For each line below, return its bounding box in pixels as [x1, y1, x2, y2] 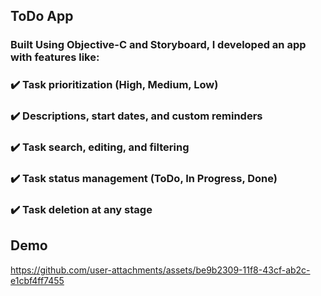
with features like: [10, 50, 100, 64]
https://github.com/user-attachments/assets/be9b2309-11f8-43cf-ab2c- [10, 264, 311, 276]
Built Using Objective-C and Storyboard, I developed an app [10, 38, 307, 52]
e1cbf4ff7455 [10, 274, 65, 286]
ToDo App [10, 8, 74, 25]
